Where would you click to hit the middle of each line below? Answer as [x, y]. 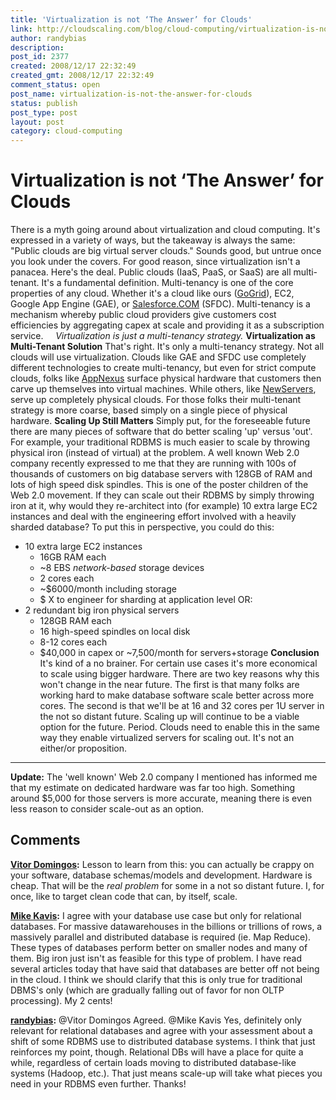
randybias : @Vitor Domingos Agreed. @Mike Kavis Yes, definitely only [156, 1020]
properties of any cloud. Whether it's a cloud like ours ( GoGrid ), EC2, [152, 293]
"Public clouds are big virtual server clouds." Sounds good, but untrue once [166, 251]
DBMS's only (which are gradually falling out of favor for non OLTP [147, 990]
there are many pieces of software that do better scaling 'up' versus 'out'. [161, 432]
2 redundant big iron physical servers [102, 610]
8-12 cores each [73, 642]
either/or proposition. [83, 748]
